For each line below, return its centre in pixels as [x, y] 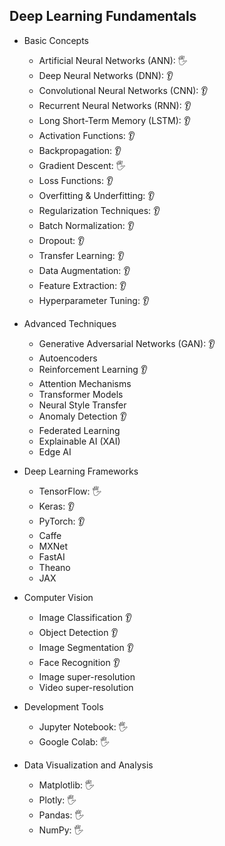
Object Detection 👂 [78, 632]
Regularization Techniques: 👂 [99, 210]
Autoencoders [68, 358]
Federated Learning [79, 430]
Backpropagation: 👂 [80, 150]
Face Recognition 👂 [79, 662]
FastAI [52, 556]
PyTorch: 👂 [62, 521]
